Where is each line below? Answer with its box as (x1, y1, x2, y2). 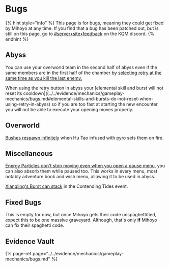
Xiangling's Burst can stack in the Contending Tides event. (5, 183, 128, 189)
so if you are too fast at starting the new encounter (51, 101, 158, 107)
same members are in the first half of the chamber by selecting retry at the (5, 70, 162, 76)
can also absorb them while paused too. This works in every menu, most (5, 168, 158, 174)
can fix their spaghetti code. (5, 222, 65, 228)
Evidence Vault (5, 237, 54, 246)
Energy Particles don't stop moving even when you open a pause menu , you (5, 163, 165, 169)
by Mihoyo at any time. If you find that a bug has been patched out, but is (5, 25, 159, 31)
